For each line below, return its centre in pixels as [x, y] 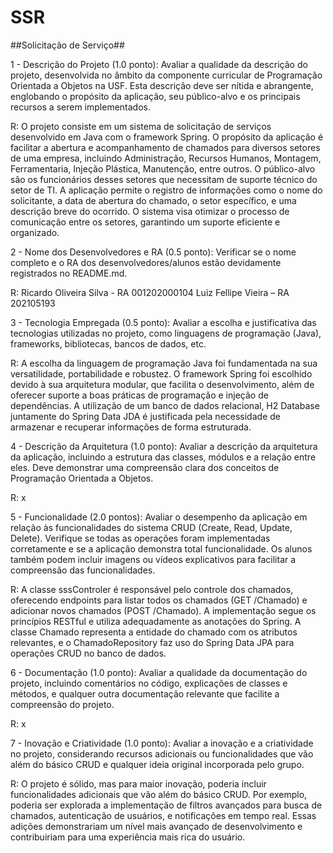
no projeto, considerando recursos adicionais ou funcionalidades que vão [162, 753]
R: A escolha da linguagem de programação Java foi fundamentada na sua [164, 363]
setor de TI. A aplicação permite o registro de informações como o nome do [166, 190]
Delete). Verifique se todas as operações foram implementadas [140, 538]
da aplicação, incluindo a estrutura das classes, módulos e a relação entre [163, 457]
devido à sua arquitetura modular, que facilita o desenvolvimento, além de [162, 384]
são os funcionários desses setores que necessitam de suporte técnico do [164, 179]
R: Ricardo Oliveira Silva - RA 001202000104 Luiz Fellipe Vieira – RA [150, 292]
